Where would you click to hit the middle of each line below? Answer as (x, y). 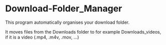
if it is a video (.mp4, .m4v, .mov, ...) (42, 37)
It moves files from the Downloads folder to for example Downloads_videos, (83, 32)
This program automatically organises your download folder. (67, 22)
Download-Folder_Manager (64, 9)
